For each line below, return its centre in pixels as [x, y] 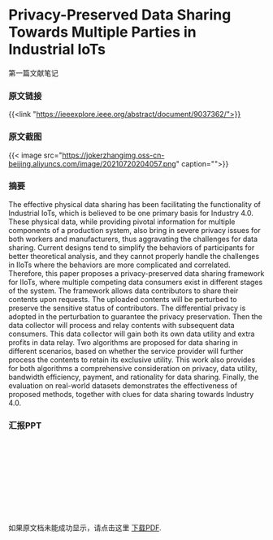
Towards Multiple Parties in [102, 32]
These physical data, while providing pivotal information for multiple [122, 222]
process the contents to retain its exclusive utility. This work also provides [132, 360]
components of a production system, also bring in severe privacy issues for [135, 230]
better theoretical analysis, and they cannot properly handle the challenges [134, 256]
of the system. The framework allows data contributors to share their [123, 291]
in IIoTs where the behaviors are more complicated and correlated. [119, 265]
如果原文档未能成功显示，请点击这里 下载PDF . [85, 528]
